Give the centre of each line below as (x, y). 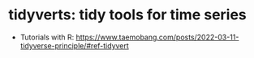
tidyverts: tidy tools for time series (128, 15)
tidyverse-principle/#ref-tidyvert (75, 45)
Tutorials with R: (47, 37)
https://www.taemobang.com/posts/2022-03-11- (157, 37)
